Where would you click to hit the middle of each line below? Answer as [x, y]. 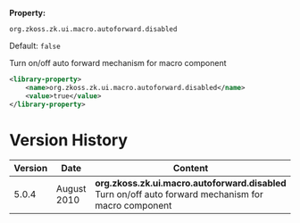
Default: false [35, 45]
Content [191, 169]
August [71, 189]
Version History [68, 140]
